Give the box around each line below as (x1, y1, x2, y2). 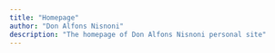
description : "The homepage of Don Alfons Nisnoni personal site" (9, 30, 267, 39)
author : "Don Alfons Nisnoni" (9, 22, 125, 31)
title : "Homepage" (9, 13, 79, 22)
